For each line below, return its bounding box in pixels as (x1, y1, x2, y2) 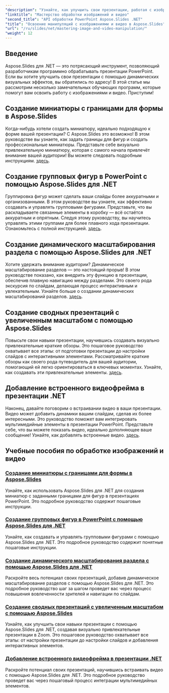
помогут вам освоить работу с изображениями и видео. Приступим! (5, 89, 154, 96)
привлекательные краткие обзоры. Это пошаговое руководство (5, 343, 143, 349)
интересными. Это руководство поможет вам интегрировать (5, 416, 137, 422)
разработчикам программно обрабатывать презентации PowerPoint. (5, 68, 154, 74)
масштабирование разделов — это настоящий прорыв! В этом (5, 267, 140, 273)
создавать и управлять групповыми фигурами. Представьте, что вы (5, 204, 152, 210)
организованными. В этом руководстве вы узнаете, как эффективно (5, 199, 152, 205)
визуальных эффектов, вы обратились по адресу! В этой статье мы (5, 79, 150, 85)
